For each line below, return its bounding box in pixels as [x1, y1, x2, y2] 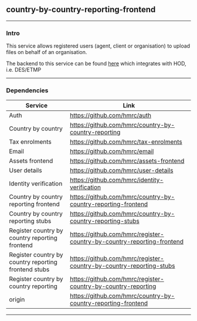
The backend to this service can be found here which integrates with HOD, [6, 60, 186, 67]
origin [9, 296, 25, 304]
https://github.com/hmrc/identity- [69, 176, 164, 184]
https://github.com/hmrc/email [69, 147, 154, 156]
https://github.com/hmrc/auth [69, 111, 151, 120]
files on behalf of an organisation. [6, 49, 87, 56]
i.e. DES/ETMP [6, 66, 42, 73]
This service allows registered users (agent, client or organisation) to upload [6, 42, 191, 49]
